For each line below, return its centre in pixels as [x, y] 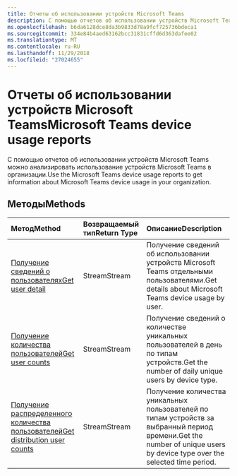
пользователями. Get [182, 280]
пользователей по [177, 409]
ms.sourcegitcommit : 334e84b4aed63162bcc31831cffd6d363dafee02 [102, 34]
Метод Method [36, 228]
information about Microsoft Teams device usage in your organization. [109, 182]
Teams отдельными [180, 271]
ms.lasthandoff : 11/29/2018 [49, 54]
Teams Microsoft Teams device [99, 125]
